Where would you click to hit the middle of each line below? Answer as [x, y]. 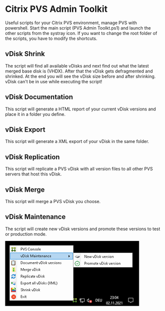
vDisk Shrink [25, 54]
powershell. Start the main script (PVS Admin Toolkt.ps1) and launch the [78, 28]
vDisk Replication [33, 157]
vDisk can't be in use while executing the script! [54, 81]
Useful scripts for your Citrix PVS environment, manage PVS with [71, 23]
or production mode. [26, 234]
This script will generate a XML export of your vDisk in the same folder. [77, 141]
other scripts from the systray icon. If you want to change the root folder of [81, 33]
